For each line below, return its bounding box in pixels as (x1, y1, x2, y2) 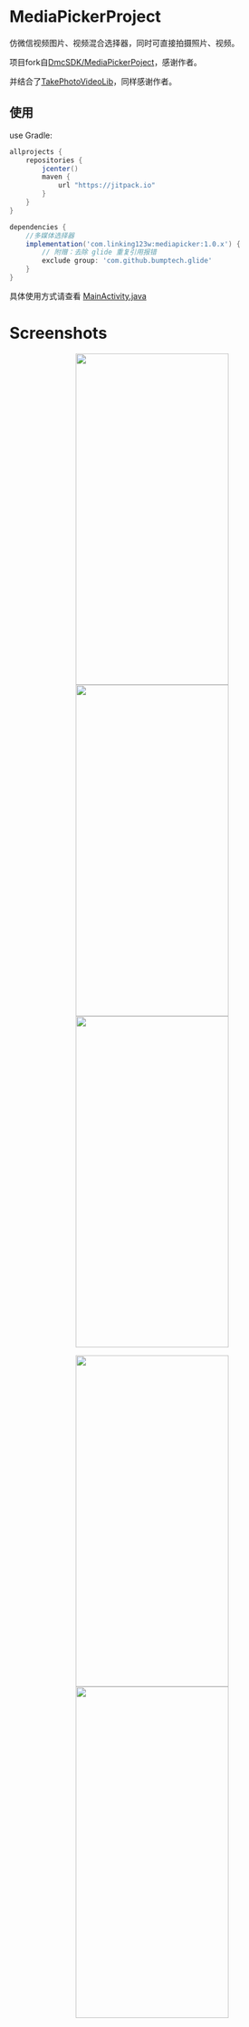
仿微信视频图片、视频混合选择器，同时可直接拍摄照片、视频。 (9, 37, 240, 48)
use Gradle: (9, 130, 53, 140)
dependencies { (9, 222, 67, 232)
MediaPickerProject (9, 6, 161, 27)
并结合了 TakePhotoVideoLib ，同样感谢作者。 (9, 75, 177, 87)
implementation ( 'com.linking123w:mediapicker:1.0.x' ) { (25, 239, 242, 248)
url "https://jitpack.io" (57, 181, 156, 190)
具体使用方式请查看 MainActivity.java (9, 290, 147, 301)
